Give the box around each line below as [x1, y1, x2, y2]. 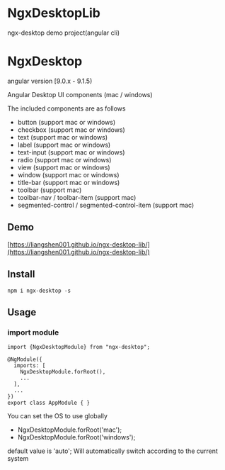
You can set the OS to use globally [7, 412, 108, 420]
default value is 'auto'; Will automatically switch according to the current [7, 447, 218, 455]
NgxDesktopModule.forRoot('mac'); [17, 425, 122, 434]
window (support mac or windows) [17, 170, 120, 179]
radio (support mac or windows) [17, 155, 112, 164]
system [7, 454, 29, 463]
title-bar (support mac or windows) [17, 178, 120, 186]
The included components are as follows [7, 104, 126, 113]
